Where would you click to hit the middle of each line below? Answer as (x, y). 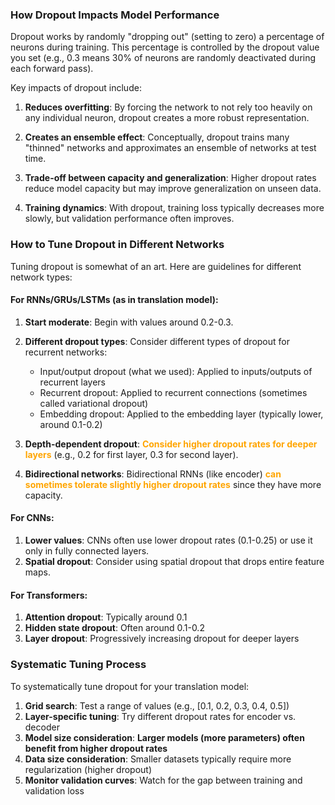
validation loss (54, 790)
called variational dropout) (94, 403)
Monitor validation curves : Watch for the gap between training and (163, 780)
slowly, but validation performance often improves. (129, 219)
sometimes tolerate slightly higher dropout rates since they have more (173, 484)
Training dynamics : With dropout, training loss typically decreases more (174, 208)
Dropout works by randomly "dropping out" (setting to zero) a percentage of (167, 37)
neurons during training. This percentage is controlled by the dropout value (165, 47)
